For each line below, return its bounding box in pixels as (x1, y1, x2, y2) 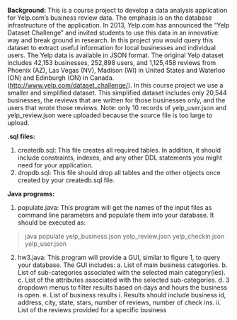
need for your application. (17, 161, 93, 169)
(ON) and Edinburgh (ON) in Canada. (7, 73, 115, 82)
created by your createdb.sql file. (17, 176, 115, 184)
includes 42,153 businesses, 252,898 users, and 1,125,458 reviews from (7, 59, 216, 66)
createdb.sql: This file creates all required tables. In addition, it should (17, 146, 221, 154)
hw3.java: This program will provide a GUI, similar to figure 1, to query (17, 254, 221, 261)
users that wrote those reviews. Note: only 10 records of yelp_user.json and (7, 104, 227, 112)
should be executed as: (17, 218, 86, 227)
